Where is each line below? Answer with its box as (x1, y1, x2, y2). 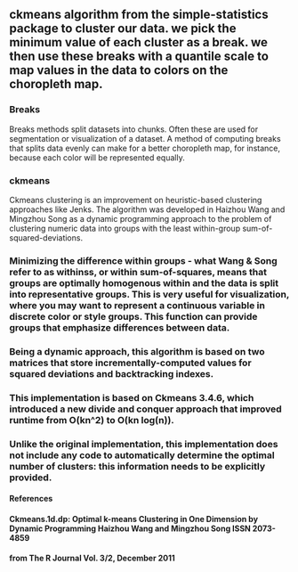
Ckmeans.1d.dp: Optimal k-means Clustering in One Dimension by (9, 513, 259, 524)
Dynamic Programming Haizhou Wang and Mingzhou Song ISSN (9, 523, 251, 534)
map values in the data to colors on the (9, 62, 229, 78)
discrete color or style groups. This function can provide (9, 310, 258, 323)
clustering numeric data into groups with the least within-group (9, 223, 241, 233)
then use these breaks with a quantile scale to (9, 49, 270, 64)
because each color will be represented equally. (9, 151, 185, 163)
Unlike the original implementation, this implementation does (9, 437, 278, 450)
